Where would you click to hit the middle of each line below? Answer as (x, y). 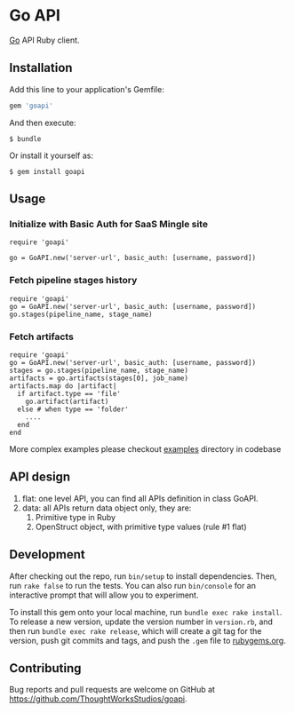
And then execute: (43, 123)
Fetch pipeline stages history (73, 281)
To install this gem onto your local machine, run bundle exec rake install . (146, 612)
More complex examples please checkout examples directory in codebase (145, 448)
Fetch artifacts (41, 337)
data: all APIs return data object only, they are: (107, 508)
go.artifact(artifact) (67, 401)
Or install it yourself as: (51, 155)
